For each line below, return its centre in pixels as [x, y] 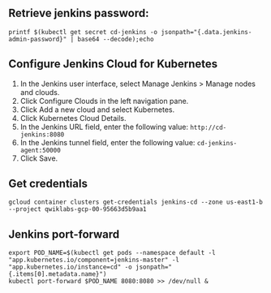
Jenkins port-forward [64, 234]
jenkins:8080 [42, 134]
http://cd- [209, 127]
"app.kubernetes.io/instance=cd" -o [70, 267]
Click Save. [39, 158]
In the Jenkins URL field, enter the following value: [104, 127]
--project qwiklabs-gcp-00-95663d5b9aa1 [78, 209]
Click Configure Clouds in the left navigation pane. [104, 101]
